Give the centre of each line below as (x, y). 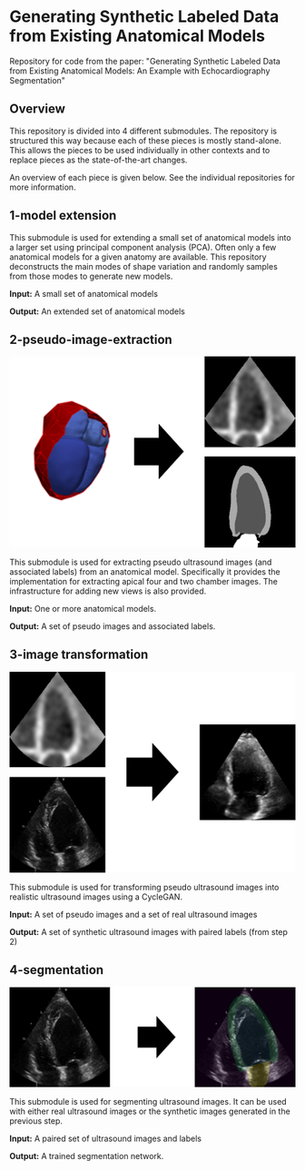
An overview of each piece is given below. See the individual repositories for (152, 177)
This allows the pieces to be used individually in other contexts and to (140, 150)
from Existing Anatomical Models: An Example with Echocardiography (140, 71)
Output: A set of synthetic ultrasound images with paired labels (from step (149, 932)
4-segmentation (57, 970)
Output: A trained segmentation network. (87, 1156)
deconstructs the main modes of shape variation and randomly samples (144, 266)
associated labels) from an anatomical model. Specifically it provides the (145, 571)
